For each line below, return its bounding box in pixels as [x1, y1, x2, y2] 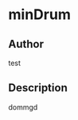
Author [8, 37, 44, 51]
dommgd [8, 102, 38, 112]
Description [8, 81, 68, 95]
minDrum [8, 6, 72, 24]
